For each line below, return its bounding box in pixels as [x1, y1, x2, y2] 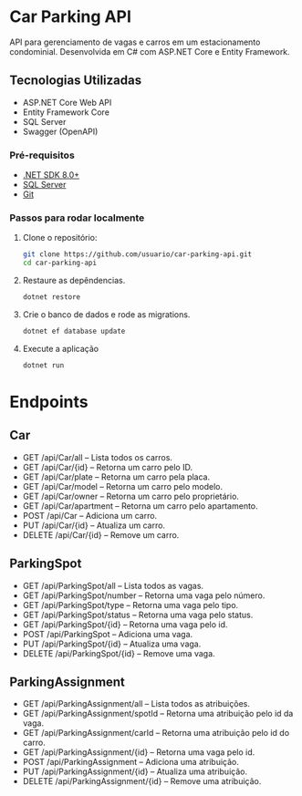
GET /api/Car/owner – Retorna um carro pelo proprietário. [22, 491, 240, 501]
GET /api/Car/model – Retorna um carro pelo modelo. [22, 481, 224, 491]
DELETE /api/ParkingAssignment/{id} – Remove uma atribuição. [22, 776, 262, 787]
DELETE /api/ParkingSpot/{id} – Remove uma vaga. [22, 647, 216, 658]
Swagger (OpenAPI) [22, 126, 99, 137]
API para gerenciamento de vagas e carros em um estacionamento [9, 36, 261, 47]
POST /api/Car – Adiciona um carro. [22, 510, 158, 521]
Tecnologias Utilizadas [9, 73, 142, 88]
